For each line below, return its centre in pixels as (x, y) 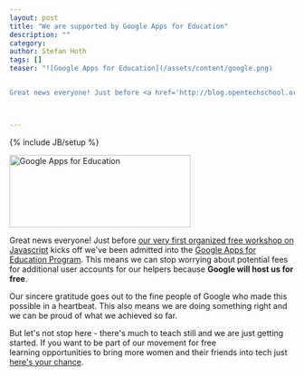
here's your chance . (47, 362)
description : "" (40, 34)
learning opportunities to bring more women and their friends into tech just (148, 352)
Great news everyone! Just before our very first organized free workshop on (152, 240)
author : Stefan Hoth (48, 52)
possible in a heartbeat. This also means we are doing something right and (148, 305)
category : (28, 43)
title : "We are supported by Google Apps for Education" (119, 26)
